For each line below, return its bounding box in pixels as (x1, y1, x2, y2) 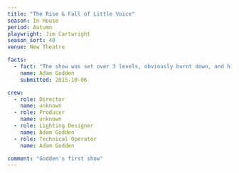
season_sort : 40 (7, 37, 55, 44)
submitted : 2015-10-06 (20, 76, 87, 83)
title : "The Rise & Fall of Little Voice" (7, 10, 135, 18)
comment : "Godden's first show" (7, 154, 103, 162)
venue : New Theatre (7, 43, 65, 51)
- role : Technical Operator (14, 135, 97, 142)
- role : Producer (14, 109, 65, 116)
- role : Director (14, 95, 65, 103)
